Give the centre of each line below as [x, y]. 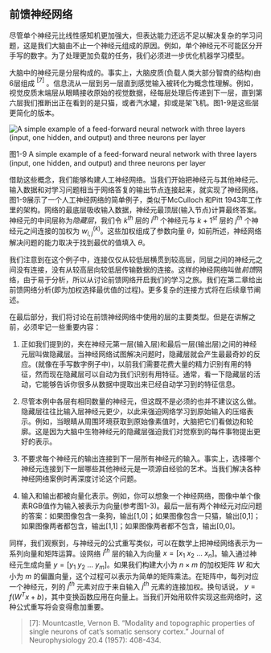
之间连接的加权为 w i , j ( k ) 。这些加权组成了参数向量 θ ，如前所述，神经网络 [142, 231]
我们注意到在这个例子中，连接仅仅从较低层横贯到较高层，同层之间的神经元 [132, 259]
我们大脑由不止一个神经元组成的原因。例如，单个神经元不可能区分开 [150, 45]
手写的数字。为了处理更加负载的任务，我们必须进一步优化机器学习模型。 [129, 55]
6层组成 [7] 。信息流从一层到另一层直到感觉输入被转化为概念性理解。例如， [133, 82]
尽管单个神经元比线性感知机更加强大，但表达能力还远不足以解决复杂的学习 [132, 35]
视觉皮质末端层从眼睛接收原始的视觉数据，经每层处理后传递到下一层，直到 [132, 93]
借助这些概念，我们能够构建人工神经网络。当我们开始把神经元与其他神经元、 [136, 180]
